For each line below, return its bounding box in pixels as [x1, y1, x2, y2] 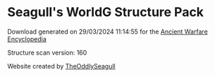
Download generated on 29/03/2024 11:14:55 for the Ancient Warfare [7, 27, 208, 36]
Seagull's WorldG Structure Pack [7, 4, 204, 20]
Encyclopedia [7, 34, 47, 43]
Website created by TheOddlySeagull [7, 62, 116, 70]
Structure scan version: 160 [7, 48, 87, 57]
